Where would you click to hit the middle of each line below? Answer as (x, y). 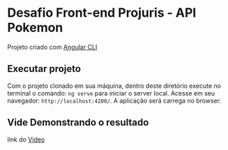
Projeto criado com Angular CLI (52, 47)
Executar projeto (44, 69)
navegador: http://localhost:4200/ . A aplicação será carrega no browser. (114, 100)
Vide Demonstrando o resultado (78, 122)
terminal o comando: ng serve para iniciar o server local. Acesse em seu (111, 93)
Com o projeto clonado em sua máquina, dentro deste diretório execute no (114, 86)
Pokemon (35, 28)
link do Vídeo (26, 139)
